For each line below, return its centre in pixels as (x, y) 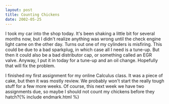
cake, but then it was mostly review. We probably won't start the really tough (85, 81)
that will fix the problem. (30, 66)
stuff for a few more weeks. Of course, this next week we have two (75, 86)
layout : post (19, 10)
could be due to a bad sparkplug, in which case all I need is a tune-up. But (82, 50)
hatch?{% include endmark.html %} (42, 97)
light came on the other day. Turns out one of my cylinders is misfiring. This (84, 44)
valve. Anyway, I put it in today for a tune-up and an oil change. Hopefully (81, 61)
